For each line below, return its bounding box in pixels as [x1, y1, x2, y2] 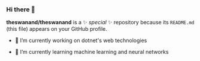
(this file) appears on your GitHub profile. [6, 25, 108, 33]
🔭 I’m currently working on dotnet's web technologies [14, 37, 147, 44]
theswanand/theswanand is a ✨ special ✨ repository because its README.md [6, 19, 195, 26]
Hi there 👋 [6, 5, 36, 14]
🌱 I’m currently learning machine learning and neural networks [14, 49, 169, 56]
